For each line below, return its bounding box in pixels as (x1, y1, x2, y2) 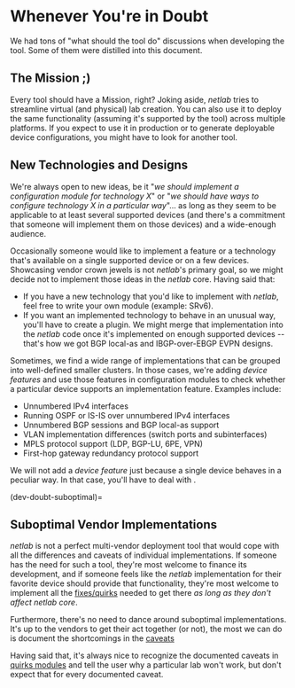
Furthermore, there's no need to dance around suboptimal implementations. (10, 614, 287, 625)
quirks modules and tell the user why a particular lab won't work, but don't (10, 660, 282, 670)
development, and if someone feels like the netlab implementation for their (10, 569, 283, 580)
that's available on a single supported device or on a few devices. (10, 254, 250, 265)
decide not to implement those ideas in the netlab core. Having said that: (10, 273, 276, 285)
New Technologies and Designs (10, 158, 189, 173)
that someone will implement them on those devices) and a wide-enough (10, 219, 277, 230)
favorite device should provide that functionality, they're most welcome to (10, 578, 279, 589)
